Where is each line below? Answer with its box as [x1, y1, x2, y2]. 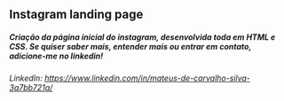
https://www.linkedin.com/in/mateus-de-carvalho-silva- [43, 73, 251, 83]
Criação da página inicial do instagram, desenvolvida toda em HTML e [9, 31, 276, 43]
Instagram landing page [9, 7, 144, 22]
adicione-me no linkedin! [9, 50, 104, 61]
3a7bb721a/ [9, 82, 53, 93]
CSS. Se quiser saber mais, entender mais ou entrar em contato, [9, 41, 252, 51]
